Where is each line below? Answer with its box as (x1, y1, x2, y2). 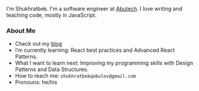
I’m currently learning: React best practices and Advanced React (14, 46, 176, 54)
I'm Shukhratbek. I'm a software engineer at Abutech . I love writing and (6, 5, 183, 12)
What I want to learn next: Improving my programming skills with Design (14, 60, 194, 67)
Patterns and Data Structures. (14, 66, 89, 73)
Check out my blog (14, 40, 63, 48)
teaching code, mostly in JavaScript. (6, 11, 97, 19)
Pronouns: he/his (14, 78, 58, 86)
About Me (6, 27, 36, 35)
